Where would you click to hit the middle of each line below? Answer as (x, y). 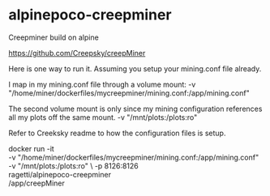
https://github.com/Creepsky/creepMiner (77, 53)
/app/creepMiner (36, 183)
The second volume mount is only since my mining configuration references (135, 109)
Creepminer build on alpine (54, 37)
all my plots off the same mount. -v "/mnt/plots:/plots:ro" (103, 117)
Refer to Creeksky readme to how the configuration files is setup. (117, 133)
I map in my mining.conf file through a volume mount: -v (102, 84)
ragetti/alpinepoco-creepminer (60, 174)
